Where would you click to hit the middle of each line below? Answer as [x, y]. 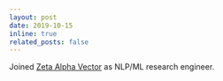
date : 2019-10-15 [41, 26]
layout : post [33, 17]
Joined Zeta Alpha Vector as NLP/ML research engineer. [112, 67]
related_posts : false [49, 42]
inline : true [33, 33]
